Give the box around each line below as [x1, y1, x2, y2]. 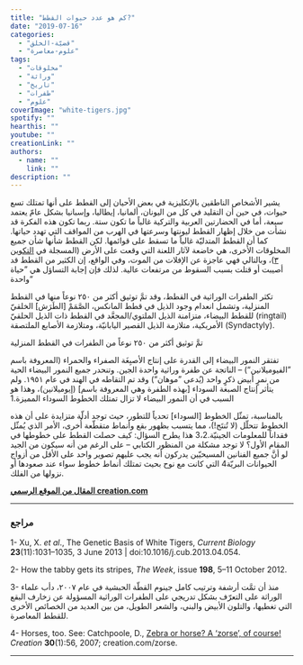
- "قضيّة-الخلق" [18, 38, 76, 48]
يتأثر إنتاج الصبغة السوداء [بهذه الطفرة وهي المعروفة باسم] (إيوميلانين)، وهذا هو [10, 384, 274, 395]
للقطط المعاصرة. [10, 610, 68, 621]
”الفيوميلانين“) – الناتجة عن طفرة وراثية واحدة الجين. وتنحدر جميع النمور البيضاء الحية [10, 364, 291, 375]
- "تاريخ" [18, 80, 55, 89]
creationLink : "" [10, 139, 76, 148]
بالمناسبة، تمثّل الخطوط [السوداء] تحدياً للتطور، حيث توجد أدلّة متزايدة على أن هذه [10, 411, 283, 422]
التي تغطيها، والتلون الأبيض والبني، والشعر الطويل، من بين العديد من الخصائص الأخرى [10, 600, 293, 611]
